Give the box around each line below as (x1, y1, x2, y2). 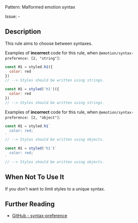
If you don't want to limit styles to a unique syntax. (5, 186, 105, 191)
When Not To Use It (5, 173, 64, 181)
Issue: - (5, 14, 20, 19)
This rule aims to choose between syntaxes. (5, 40, 93, 46)
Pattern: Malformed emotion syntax (5, 4, 76, 10)
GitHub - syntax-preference (12, 213, 68, 219)
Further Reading (5, 200, 55, 208)
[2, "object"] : (30, 114, 61, 120)
